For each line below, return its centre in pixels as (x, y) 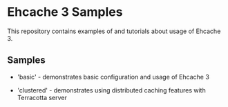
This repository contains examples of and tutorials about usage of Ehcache (114, 31)
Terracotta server (42, 97)
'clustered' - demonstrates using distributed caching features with (111, 90)
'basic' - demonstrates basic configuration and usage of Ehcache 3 (113, 77)
